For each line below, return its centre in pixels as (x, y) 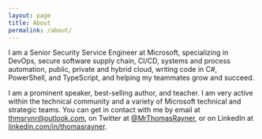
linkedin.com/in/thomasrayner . (58, 126)
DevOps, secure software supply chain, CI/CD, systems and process (120, 61)
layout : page (30, 15)
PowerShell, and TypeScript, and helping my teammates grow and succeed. (131, 78)
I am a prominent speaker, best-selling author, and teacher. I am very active (131, 93)
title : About (30, 23)
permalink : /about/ (40, 30)
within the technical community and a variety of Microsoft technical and (125, 101)
